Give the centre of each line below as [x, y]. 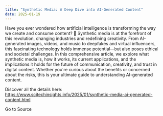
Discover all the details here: [34, 89]
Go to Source [18, 109]
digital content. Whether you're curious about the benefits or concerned [78, 69]
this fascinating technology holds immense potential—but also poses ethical [82, 49]
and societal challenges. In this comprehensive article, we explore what [77, 54]
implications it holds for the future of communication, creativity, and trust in [81, 64]
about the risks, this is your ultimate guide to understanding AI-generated [79, 75]
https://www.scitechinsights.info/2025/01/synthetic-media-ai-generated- [79, 94]
